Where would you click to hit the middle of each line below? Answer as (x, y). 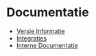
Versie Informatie (41, 31)
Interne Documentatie (47, 45)
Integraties (32, 38)
